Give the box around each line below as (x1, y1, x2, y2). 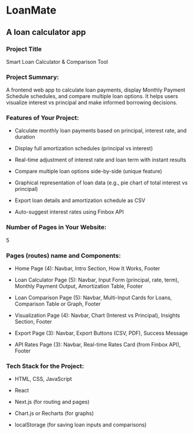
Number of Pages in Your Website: (6, 223, 107, 231)
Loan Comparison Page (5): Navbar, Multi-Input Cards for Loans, (14, 294, 172, 302)
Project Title (6, 45, 42, 53)
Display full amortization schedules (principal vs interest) (14, 145, 153, 152)
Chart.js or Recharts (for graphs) (14, 410, 94, 417)
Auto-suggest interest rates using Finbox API (14, 208, 124, 216)
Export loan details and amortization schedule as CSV (14, 197, 146, 204)
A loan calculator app (6, 27, 86, 37)
